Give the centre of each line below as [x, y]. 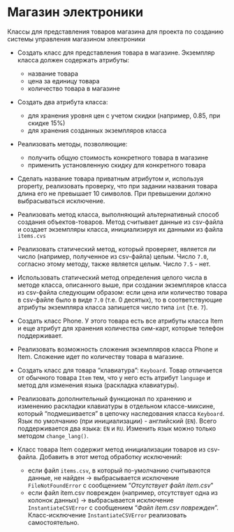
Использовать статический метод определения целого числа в [112, 277]
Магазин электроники [75, 12]
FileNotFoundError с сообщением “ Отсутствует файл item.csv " [121, 485]
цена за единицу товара [64, 80]
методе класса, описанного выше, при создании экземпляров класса [122, 285]
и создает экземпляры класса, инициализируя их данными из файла [120, 229]
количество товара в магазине [74, 88]
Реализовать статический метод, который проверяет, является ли [117, 248]
